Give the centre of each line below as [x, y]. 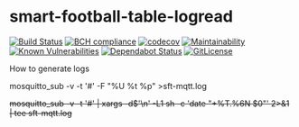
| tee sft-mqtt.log [41, 113]
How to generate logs [50, 68]
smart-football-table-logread [121, 17]
